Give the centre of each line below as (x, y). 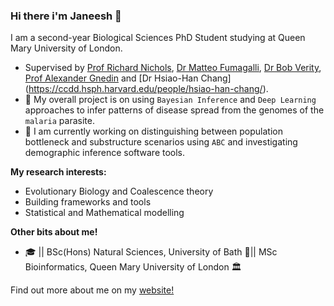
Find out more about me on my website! (92, 290)
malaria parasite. (59, 121)
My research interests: (58, 172)
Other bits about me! (54, 232)
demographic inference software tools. (105, 153)
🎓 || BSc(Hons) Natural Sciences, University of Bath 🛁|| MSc (151, 252)
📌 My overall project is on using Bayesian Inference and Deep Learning (170, 100)
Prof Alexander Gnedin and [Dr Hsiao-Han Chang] (128, 78)
